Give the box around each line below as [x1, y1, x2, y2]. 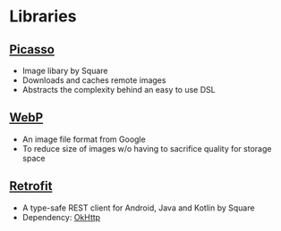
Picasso [9, 42, 55, 57]
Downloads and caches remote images [21, 75, 166, 86]
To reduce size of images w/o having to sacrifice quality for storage [21, 143, 272, 153]
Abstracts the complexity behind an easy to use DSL [21, 85, 217, 95]
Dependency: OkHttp [21, 211, 101, 222]
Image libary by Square [21, 65, 109, 76]
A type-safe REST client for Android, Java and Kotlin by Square [21, 202, 255, 213]
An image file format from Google [21, 134, 146, 144]
